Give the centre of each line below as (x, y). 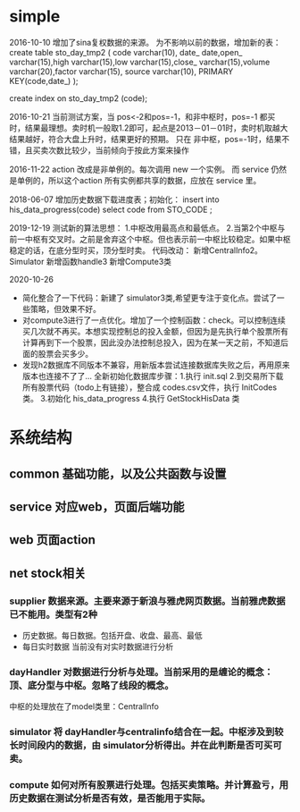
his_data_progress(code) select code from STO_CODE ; (111, 209)
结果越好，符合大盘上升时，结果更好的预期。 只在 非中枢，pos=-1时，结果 (146, 139)
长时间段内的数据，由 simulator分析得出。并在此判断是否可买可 (146, 746)
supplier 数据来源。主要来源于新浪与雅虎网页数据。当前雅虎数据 (147, 601)
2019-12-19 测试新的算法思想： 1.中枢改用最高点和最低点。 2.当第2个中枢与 (147, 228)
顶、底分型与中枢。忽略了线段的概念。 (92, 685)
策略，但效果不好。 (65, 309)
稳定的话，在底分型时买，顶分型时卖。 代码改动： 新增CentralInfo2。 (136, 250)
